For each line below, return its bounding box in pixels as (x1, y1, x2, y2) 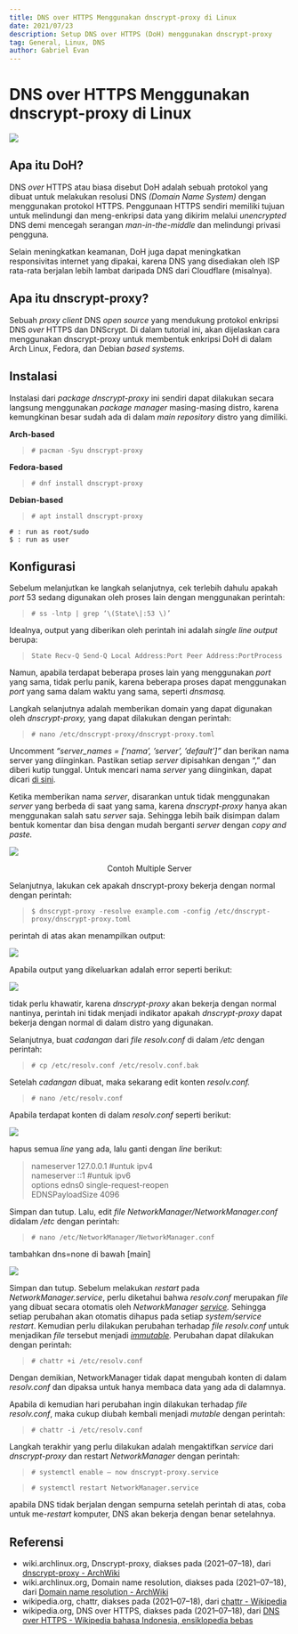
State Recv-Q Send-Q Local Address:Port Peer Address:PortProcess (30, 652, 283, 661)
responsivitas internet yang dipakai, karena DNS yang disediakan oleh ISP (9, 256, 280, 266)
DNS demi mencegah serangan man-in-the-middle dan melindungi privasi (9, 219, 281, 230)
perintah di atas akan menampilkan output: (9, 931, 166, 941)
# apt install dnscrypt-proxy (30, 511, 144, 521)
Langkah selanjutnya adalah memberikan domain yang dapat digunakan (9, 703, 273, 714)
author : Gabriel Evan (9, 46, 90, 55)
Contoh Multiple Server (106, 863, 193, 874)
